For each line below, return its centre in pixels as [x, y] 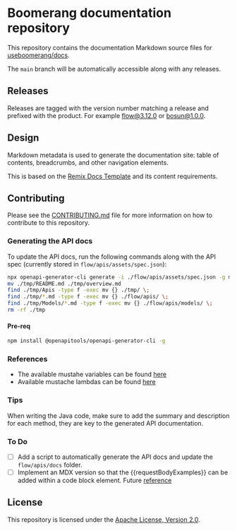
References [28, 358]
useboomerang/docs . [39, 55]
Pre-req [19, 326]
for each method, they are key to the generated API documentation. [105, 423]
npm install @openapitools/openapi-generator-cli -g [86, 341]
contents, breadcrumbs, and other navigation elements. [88, 162]
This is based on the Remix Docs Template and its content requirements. [113, 176]
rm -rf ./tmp [26, 310]
